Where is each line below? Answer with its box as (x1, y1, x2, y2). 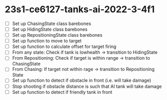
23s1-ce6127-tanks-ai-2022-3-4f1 (5, 4, 155, 15)
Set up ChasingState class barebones (12, 20, 91, 27)
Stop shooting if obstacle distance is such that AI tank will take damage (12, 83, 162, 89)
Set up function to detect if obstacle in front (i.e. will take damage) (12, 78, 151, 84)
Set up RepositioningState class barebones (12, 32, 103, 38)
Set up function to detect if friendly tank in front (12, 89, 113, 95)
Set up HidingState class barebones (12, 27, 88, 32)
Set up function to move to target (12, 38, 82, 44)
